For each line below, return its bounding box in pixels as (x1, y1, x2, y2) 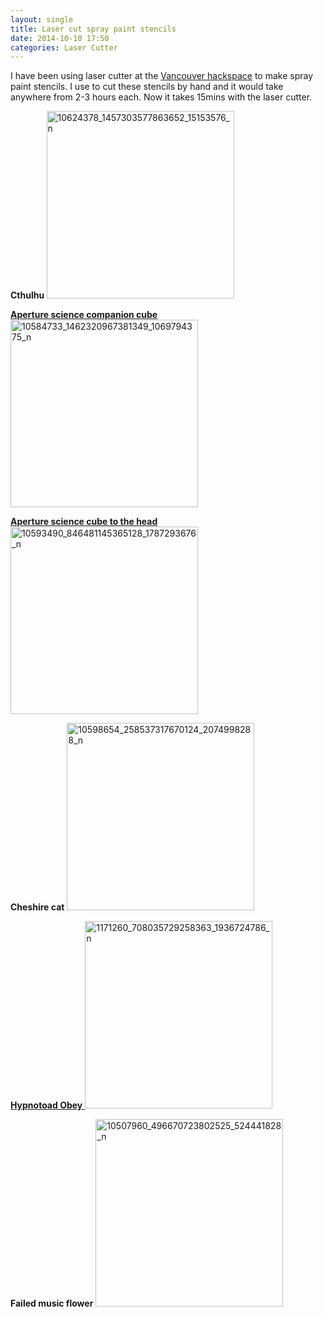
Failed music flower (10, 1297, 94, 1310)
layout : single (10, 14, 74, 25)
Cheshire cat (10, 901, 65, 913)
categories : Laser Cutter (10, 42, 118, 53)
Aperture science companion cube (10, 309, 158, 321)
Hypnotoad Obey (10, 1099, 83, 1111)
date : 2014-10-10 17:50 (10, 33, 110, 43)
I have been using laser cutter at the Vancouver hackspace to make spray (10, 70, 314, 82)
